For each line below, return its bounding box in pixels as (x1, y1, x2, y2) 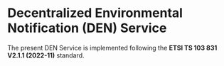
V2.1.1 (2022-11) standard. (7, 51, 85, 60)
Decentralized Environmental (7, 5, 183, 21)
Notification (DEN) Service (7, 20, 167, 36)
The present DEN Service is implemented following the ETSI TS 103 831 (7, 43, 218, 52)
